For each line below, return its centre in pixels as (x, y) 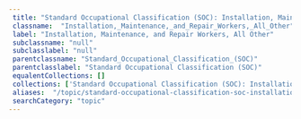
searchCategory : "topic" (58, 101)
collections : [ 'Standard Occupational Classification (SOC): (129, 84)
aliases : (29, 92)
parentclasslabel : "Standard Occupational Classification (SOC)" (137, 68)
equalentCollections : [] (58, 76)
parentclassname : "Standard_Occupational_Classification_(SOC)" (135, 59)
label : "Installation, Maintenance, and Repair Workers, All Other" (143, 34)
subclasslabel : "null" (55, 51)
